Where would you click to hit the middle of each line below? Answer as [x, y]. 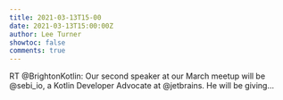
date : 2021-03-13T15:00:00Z [62, 26]
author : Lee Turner [46, 34]
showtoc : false [37, 42]
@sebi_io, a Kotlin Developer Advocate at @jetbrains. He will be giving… [142, 86]
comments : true [37, 51]
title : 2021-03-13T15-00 [55, 17]
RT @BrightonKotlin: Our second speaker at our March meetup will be [137, 76]
